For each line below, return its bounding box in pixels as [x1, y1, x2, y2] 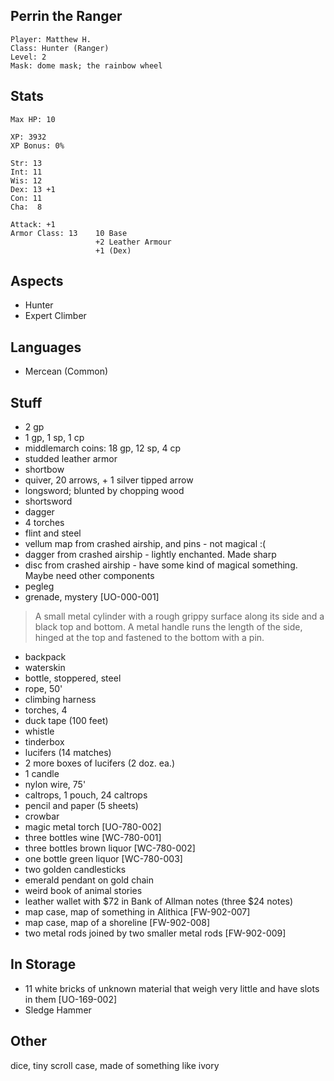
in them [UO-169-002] [24, 993, 118, 1005]
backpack [24, 651, 67, 663]
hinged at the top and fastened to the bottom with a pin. [34, 632, 265, 644]
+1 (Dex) [95, 245, 132, 256]
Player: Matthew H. [10, 34, 92, 44]
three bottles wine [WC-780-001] [24, 832, 162, 844]
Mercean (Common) [24, 365, 109, 378]
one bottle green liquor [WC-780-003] [24, 853, 183, 865]
